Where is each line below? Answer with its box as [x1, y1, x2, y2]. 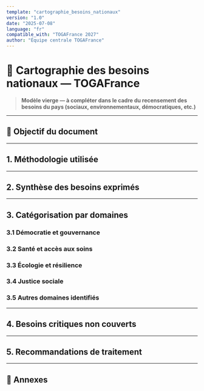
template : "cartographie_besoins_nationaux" [6, 9, 121, 15]
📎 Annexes [6, 375, 48, 385]
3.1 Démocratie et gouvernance [6, 228, 100, 237]
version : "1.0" [6, 15, 45, 21]
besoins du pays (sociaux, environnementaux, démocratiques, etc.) [21, 103, 196, 110]
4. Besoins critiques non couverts [6, 319, 137, 329]
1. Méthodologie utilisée [6, 154, 98, 165]
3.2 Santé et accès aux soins [6, 245, 93, 253]
